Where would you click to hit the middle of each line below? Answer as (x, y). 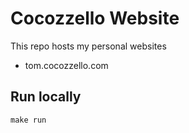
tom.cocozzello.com (66, 65)
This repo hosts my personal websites (88, 46)
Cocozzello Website (95, 18)
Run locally (46, 97)
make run (28, 120)
